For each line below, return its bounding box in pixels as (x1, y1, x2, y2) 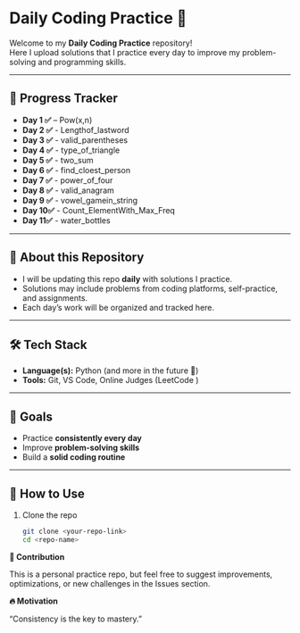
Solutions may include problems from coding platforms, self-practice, (21, 283, 279, 294)
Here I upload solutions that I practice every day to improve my (9, 46, 241, 57)
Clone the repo (21, 510, 78, 521)
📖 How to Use (9, 486, 85, 501)
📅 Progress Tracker (9, 91, 119, 106)
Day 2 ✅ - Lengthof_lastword (21, 124, 129, 135)
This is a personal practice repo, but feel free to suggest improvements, (9, 569, 273, 579)
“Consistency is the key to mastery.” (9, 613, 143, 624)
